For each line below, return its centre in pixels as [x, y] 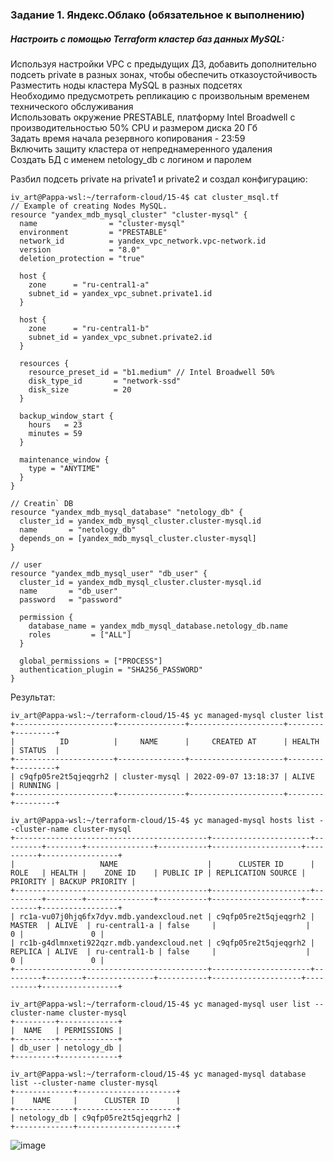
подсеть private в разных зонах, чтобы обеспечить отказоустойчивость [164, 74]
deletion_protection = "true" [82, 258]
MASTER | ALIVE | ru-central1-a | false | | [160, 925]
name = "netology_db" [78, 529]
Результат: [33, 697]
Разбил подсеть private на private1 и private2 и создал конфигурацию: [159, 179]
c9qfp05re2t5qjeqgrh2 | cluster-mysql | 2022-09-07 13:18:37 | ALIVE [167, 776]
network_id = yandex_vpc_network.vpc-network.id [143, 241]
